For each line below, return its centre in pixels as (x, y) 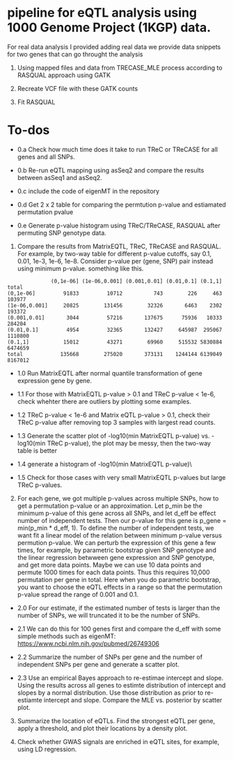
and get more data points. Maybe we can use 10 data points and (109, 565)
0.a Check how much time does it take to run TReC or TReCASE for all (117, 149)
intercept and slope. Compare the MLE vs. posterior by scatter (133, 700)
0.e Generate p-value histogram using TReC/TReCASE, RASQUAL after (119, 225)
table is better (37, 451)
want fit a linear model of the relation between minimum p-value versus (120, 535)
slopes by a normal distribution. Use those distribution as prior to (110, 693)
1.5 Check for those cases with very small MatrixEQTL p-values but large (121, 477)
